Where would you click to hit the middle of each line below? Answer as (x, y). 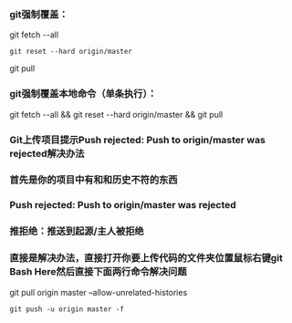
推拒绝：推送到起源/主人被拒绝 (77, 232)
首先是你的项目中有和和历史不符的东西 (94, 180)
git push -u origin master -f (67, 309)
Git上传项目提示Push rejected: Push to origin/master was (138, 140)
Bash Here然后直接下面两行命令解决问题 (98, 272)
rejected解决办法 (47, 153)
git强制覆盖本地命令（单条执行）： (83, 94)
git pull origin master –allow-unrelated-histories (99, 292)
